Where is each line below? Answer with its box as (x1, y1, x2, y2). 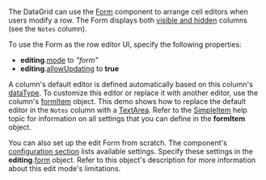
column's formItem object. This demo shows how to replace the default (8, 97, 247, 106)
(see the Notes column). (8, 24, 87, 33)
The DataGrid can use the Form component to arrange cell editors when (8, 7, 249, 16)
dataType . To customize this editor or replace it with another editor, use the (8, 88, 259, 98)
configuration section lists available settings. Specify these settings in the (8, 147, 253, 156)
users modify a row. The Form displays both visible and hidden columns (8, 15, 248, 25)
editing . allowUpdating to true (19, 64, 120, 73)
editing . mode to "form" (19, 56, 99, 65)
